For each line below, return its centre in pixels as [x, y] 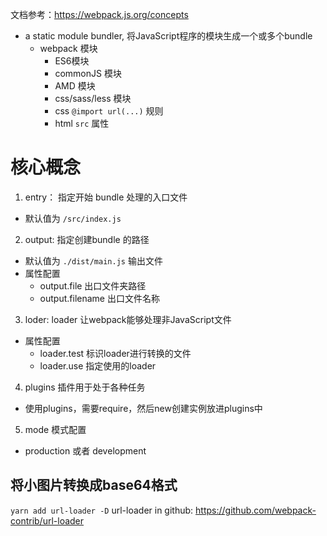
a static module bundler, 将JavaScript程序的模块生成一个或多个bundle [168, 36]
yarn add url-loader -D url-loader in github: [102, 510]
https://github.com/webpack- [256, 510]
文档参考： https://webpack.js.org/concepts [99, 14]
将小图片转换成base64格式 [94, 485]
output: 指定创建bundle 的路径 [87, 239]
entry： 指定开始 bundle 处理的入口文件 [106, 197]
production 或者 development [85, 450]
